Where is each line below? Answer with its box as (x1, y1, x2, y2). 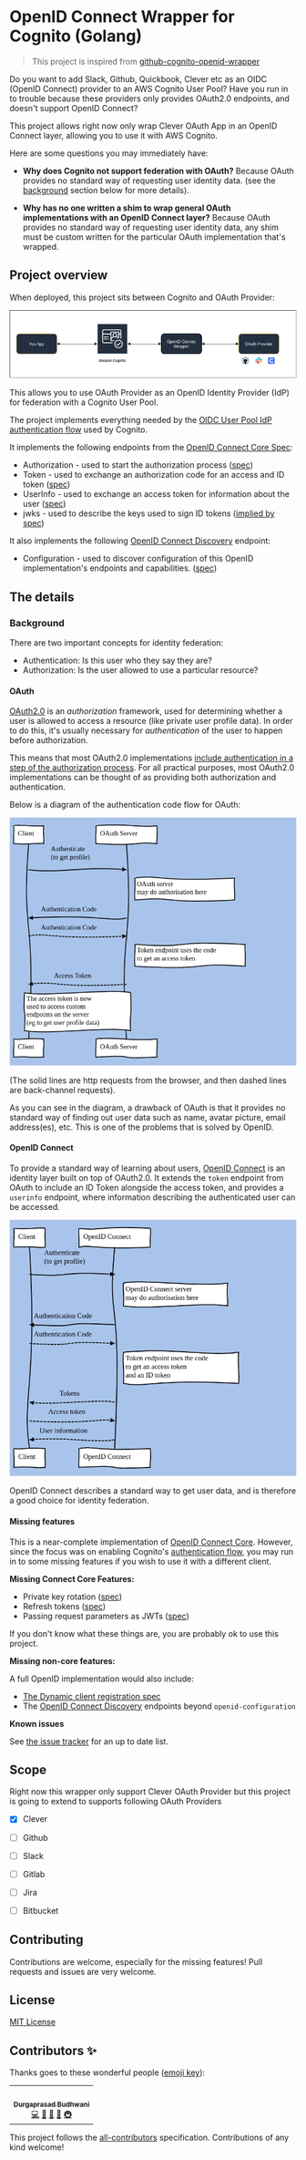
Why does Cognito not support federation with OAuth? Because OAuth (22, 165, 294, 176)
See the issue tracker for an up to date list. (9, 1735, 168, 1747)
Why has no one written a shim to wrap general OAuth (22, 202, 231, 213)
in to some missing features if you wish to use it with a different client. (9, 1555, 271, 1566)
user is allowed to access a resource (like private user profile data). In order (9, 716, 293, 727)
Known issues (9, 1718, 65, 1729)
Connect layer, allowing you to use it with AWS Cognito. (9, 129, 219, 140)
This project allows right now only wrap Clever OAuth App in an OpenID (9, 120, 278, 131)
